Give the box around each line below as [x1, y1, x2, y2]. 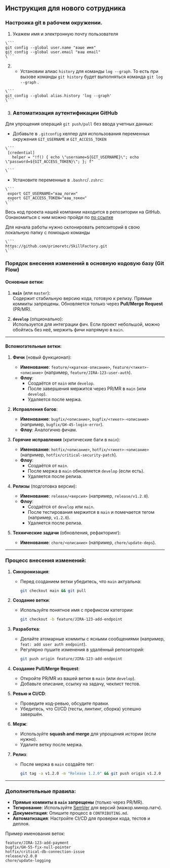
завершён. [20, 711, 43, 718]
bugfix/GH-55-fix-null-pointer [5, 845, 71, 850]
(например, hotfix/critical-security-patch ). [20, 452, 117, 458]
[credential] [7, 150, 35, 155]
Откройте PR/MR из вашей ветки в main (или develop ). [20, 675, 136, 682]
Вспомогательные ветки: [5, 343, 62, 349]
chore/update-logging [5, 858, 51, 863]
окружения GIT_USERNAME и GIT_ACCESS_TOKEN [12, 136, 107, 142]
